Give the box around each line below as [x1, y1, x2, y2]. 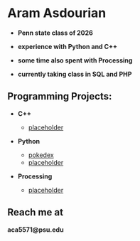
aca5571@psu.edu [7, 225, 64, 234]
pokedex [28, 151, 55, 159]
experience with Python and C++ [17, 42, 118, 50]
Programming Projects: [7, 90, 112, 102]
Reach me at [7, 206, 64, 218]
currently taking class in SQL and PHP [17, 70, 132, 78]
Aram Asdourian [7, 5, 107, 21]
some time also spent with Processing [17, 55, 133, 65]
